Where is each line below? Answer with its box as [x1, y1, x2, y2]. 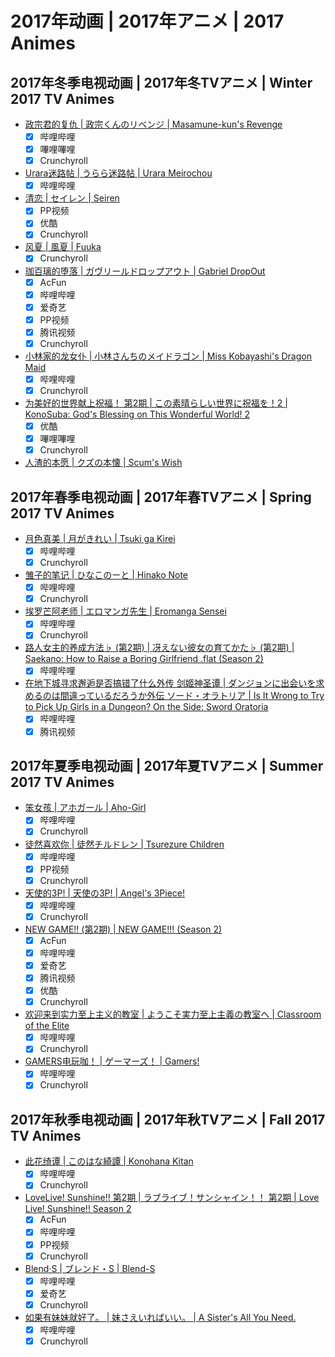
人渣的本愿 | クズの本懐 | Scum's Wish [24, 457, 183, 469]
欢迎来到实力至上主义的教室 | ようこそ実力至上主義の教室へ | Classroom [24, 1008, 322, 1021]
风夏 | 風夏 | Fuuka [24, 241, 102, 253]
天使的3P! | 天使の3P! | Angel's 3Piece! [24, 887, 186, 899]
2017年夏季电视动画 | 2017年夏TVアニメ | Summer [10, 757, 324, 774]
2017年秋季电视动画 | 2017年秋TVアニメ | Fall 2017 [10, 1111, 326, 1128]
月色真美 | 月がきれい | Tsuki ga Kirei [24, 533, 176, 544]
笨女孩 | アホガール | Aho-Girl [24, 802, 147, 814]
